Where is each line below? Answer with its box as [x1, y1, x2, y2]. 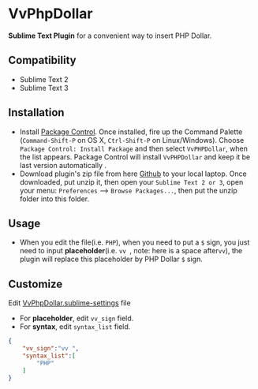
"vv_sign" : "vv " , [22, 345, 80, 353]
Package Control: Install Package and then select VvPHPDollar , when [19, 144, 249, 153]
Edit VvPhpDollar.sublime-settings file [8, 298, 132, 308]
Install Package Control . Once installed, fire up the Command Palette [19, 127, 243, 137]
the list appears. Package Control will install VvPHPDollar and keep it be [19, 151, 251, 162]
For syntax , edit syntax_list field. [19, 322, 131, 331]
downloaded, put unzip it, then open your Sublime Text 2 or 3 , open [19, 177, 244, 186]
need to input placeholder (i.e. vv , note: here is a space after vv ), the [19, 246, 243, 256]
